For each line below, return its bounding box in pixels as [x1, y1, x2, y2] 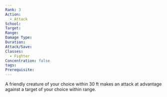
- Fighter [9, 53, 30, 59]
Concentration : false [5, 58, 50, 63]
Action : [5, 12, 21, 17]
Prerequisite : [5, 68, 35, 73]
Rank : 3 [5, 7, 21, 12]
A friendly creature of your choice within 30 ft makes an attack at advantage [5, 81, 162, 87]
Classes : [5, 49, 23, 54]
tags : [5, 63, 16, 68]
